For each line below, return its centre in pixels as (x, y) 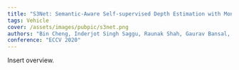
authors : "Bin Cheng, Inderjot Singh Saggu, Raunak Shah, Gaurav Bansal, (119, 34)
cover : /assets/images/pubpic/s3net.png (68, 27)
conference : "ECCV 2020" (44, 40)
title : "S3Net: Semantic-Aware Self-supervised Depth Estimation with (114, 14)
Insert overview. (31, 60)
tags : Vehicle (28, 21)
